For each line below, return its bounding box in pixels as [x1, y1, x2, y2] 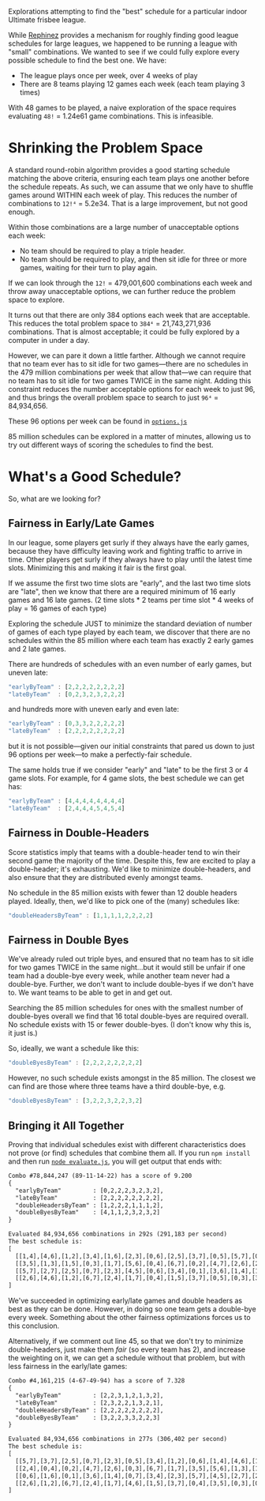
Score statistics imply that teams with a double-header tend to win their [8, 847, 241, 856]
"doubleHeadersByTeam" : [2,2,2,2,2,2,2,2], [15, 1406, 164, 1414]
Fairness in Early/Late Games [8, 517, 155, 530]
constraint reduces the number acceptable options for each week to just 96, [8, 384, 256, 393]
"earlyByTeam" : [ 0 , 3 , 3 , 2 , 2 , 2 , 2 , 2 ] [8, 720, 125, 728]
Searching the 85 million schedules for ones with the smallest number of [8, 1003, 244, 1013]
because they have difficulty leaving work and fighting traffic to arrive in [8, 546, 243, 555]
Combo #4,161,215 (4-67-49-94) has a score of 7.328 [8, 1377, 185, 1385]
